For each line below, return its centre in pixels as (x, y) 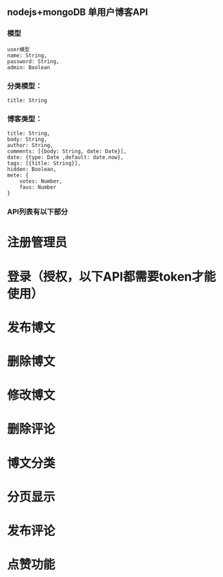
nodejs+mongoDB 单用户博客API (78, 12)
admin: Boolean (29, 67)
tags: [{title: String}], (44, 164)
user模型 (18, 49)
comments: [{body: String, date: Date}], (67, 152)
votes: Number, (41, 181)
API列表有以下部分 (38, 212)
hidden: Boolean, (32, 170)
